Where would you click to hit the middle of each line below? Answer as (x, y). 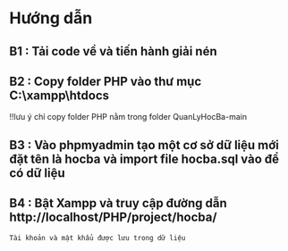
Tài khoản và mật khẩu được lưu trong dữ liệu (97, 238)
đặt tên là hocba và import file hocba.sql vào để (144, 159)
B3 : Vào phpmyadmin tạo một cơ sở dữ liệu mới (144, 145)
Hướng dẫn (51, 18)
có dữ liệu (37, 173)
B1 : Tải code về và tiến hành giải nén (113, 51)
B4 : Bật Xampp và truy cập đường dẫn (118, 203)
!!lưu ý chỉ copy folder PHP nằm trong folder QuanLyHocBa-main (128, 117)
